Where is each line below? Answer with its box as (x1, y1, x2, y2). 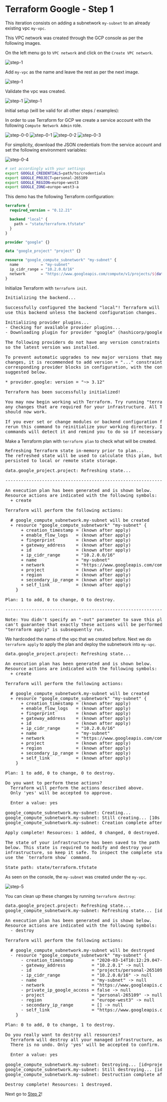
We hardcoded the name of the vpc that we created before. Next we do (5, 636, 152, 642)
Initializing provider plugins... (5, 319, 89, 325)
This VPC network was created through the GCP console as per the (5, 35, 143, 41)
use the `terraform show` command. (5, 855, 92, 860)
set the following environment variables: (5, 147, 87, 153)
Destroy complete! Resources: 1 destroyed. (5, 1082, 113, 1087)
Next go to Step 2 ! (5, 1091, 43, 1097)
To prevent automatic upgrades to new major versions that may (5, 354, 163, 360)
